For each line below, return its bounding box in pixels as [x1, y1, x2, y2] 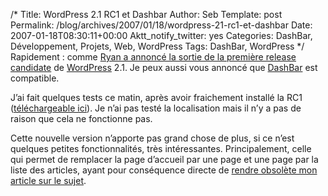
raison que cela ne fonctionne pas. [10, 113, 153, 124]
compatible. [10, 72, 60, 84]
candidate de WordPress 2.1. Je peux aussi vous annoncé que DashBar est [10, 62, 318, 73]
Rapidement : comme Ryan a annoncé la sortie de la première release [10, 51, 297, 63]
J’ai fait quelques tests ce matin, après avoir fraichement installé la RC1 [10, 92, 303, 103]
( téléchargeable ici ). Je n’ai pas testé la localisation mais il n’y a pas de [10, 102, 302, 114]
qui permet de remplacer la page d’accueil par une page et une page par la [10, 154, 319, 165]
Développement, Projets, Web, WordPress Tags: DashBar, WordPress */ [10, 40, 305, 52]
